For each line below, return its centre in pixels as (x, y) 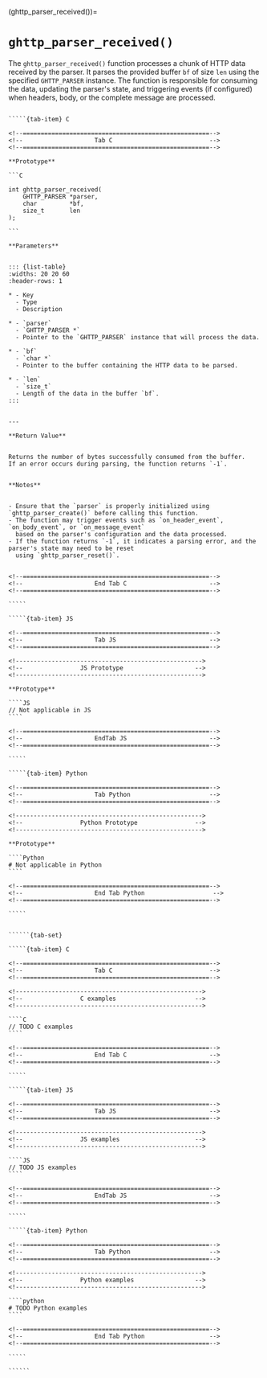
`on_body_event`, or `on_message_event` (77, 527)
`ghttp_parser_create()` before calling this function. (103, 513)
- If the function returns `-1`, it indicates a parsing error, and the (132, 541)
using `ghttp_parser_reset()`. (68, 555)
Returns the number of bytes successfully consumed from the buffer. (127, 457)
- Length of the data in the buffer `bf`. (87, 393)
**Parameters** (34, 246)
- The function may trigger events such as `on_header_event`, (116, 520)
